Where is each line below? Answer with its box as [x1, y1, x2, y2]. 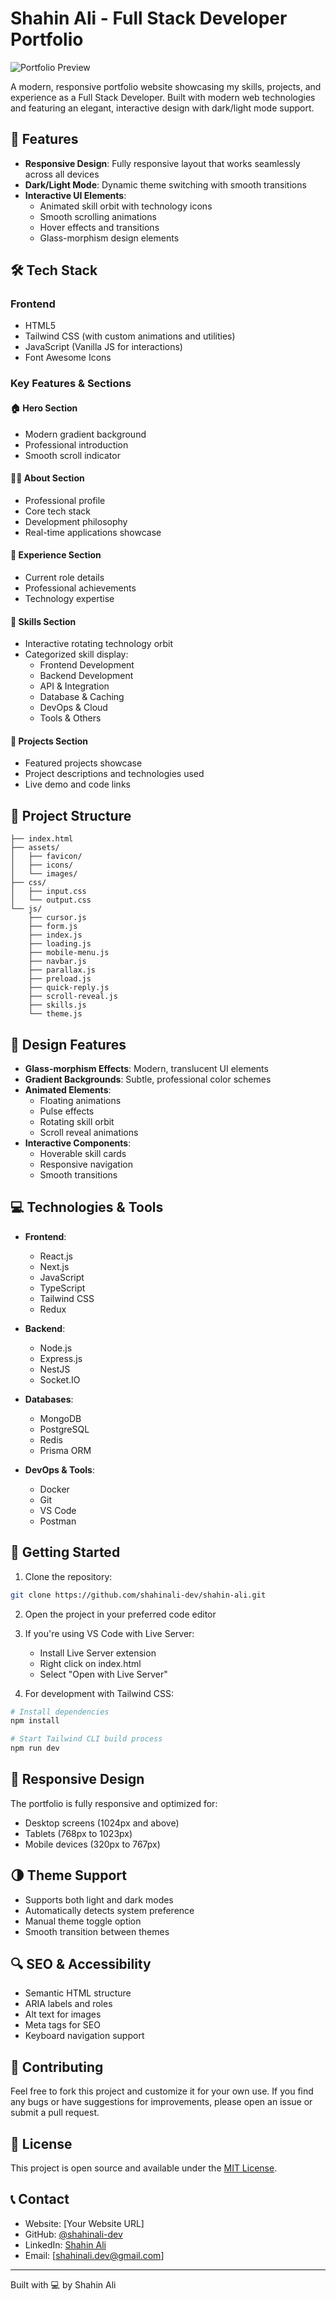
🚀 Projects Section [10, 735, 89, 747]
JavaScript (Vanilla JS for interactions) [24, 341, 183, 353]
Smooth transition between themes [24, 1925, 170, 1937]
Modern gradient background [24, 428, 147, 440]
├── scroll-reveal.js [28, 992, 118, 1002]
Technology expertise [24, 592, 115, 604]
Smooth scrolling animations [39, 210, 157, 222]
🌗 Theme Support [10, 1867, 127, 1884]
